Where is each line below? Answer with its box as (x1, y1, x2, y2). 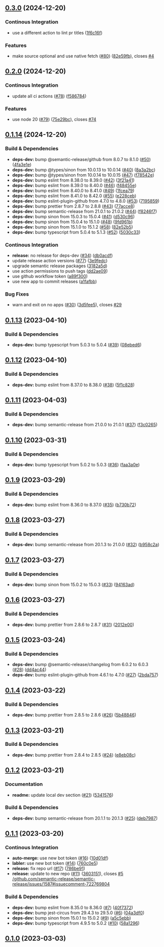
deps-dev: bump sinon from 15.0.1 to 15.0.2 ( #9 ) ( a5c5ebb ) (12, 915, 131, 921)
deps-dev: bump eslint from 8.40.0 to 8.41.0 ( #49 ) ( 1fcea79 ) (12, 187, 135, 193)
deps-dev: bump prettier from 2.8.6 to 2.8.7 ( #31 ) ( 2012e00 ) (12, 622, 135, 627)
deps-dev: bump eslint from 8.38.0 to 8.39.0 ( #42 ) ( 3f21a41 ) (12, 177, 135, 183)
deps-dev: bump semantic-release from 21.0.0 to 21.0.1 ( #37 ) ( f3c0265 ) (12, 422, 158, 428)
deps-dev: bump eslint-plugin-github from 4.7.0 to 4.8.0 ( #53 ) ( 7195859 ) (12, 198, 160, 204)
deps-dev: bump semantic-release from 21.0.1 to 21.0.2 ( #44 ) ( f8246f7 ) (12, 208, 157, 214)
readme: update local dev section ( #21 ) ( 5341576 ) (12, 792, 114, 798)
